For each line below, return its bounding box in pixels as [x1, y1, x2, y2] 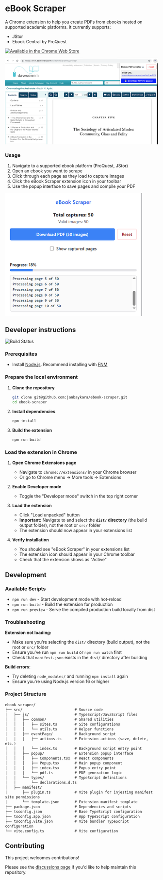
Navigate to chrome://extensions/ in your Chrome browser [19, 469, 137, 475]
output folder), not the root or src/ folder [19, 522, 101, 528]
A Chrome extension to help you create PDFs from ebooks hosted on [5, 19, 143, 25]
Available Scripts [5, 585, 46, 592]
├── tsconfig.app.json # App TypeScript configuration [5, 814, 140, 819]
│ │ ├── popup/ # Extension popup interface [5, 751, 133, 756]
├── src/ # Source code [5, 707, 103, 712]
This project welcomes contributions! [5, 855, 79, 861]
